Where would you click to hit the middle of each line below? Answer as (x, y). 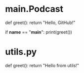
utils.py (21, 52)
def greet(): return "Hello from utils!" (42, 65)
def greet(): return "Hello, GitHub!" (40, 23)
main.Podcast (34, 9)
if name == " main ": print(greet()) (39, 32)
